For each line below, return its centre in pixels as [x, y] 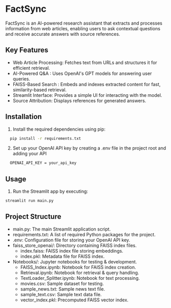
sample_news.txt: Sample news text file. [63, 289]
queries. [22, 79]
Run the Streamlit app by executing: [50, 191]
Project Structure [33, 217]
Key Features [27, 50]
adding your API [30, 154]
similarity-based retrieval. [40, 90]
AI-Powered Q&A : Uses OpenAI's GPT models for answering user [82, 73]
